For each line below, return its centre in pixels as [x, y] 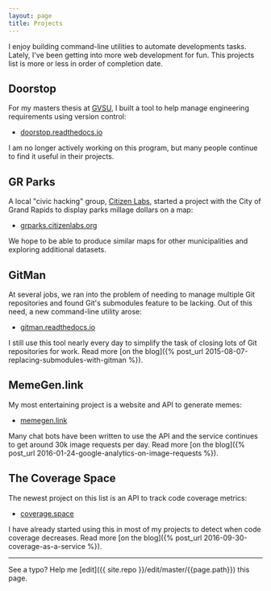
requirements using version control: [67, 117]
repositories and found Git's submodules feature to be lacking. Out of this [130, 302]
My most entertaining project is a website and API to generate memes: [125, 405]
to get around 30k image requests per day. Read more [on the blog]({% [127, 444]
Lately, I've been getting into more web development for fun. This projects [131, 55]
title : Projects [35, 23]
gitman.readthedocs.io [57, 327]
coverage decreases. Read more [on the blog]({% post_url [105, 538]
